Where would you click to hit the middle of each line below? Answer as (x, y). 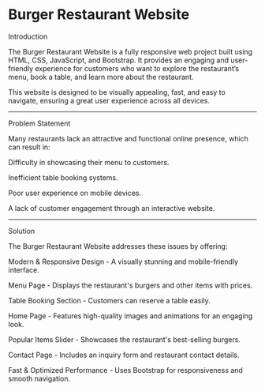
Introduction (28, 36)
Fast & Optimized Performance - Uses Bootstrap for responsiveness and (125, 370)
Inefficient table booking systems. (63, 177)
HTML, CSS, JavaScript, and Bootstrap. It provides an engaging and (118, 60)
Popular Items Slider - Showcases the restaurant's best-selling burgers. (124, 339)
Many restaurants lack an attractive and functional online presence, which (128, 138)
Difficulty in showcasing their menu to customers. (89, 162)
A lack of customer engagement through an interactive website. (112, 208)
